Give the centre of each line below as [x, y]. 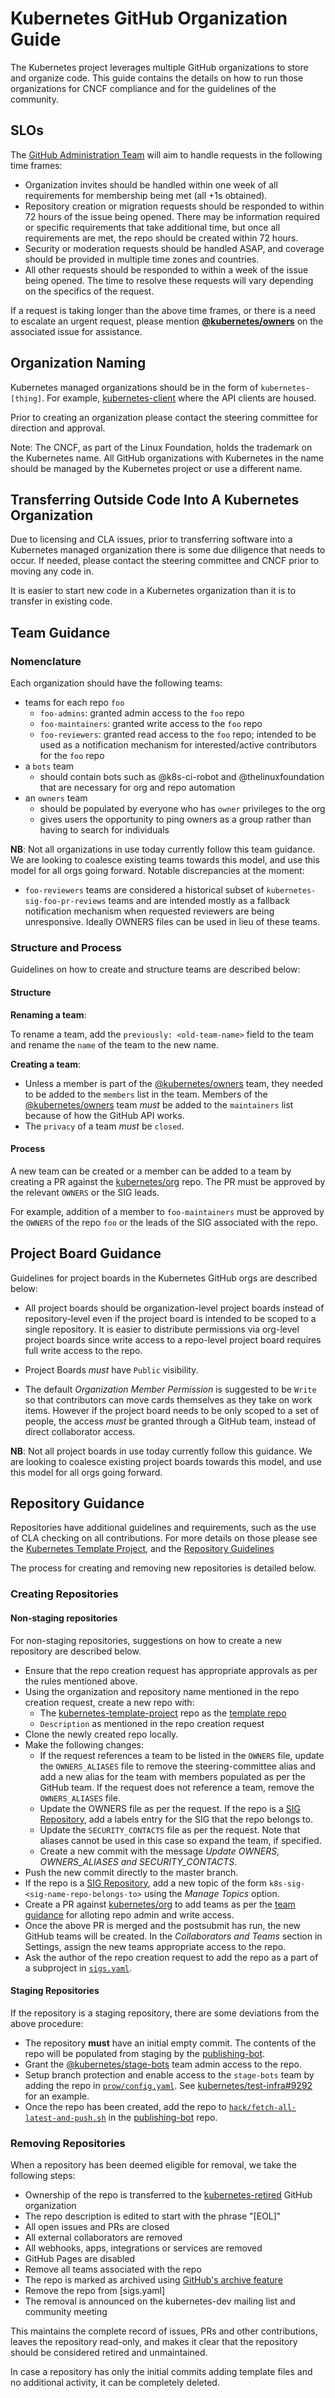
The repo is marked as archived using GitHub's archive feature [153, 2280]
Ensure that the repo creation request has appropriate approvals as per [171, 1670]
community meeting [66, 2312]
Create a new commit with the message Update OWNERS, [159, 1851]
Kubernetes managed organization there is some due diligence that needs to [168, 550]
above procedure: [47, 2023]
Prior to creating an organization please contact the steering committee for [164, 417]
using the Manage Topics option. [211, 1893]
